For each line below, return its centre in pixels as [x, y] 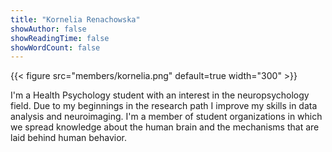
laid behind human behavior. [68, 138]
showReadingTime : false [60, 38]
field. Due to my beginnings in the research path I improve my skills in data [164, 106]
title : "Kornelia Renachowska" [75, 19]
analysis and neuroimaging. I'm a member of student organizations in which [166, 117]
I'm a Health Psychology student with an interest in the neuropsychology [160, 95]
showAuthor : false [48, 29]
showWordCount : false [55, 47]
